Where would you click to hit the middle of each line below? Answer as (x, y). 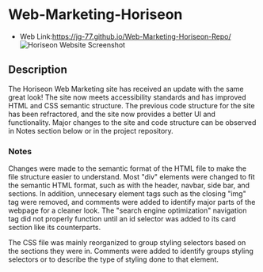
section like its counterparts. (55, 228)
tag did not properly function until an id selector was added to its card (122, 219)
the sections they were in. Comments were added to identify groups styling (131, 251)
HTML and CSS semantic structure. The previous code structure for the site (131, 105)
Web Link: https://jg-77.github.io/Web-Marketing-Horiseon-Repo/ (125, 36)
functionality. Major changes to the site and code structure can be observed (132, 122)
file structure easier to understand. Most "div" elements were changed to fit (131, 177)
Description (38, 70)
